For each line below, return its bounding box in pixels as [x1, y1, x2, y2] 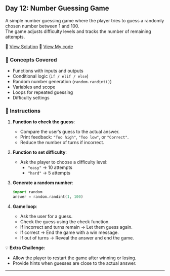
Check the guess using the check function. [20, 219, 110, 225]
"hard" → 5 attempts [27, 170, 71, 176]
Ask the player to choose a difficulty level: [20, 159, 108, 165]
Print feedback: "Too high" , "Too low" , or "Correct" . [20, 134, 129, 140]
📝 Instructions [5, 108, 40, 115]
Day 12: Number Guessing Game [5, 4, 109, 13]
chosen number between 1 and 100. [5, 23, 79, 29]
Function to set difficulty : [12, 149, 67, 155]
